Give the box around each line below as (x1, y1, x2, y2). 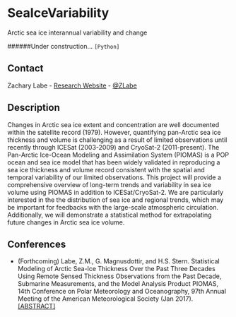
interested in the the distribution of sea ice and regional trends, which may (7, 196, 224, 204)
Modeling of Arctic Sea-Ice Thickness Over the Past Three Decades (17, 265, 216, 273)
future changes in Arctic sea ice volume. (7, 217, 125, 227)
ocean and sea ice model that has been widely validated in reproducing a (7, 157, 220, 167)
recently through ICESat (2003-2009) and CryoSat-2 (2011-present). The (7, 143, 220, 151)
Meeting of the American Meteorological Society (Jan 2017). (17, 294, 194, 303)
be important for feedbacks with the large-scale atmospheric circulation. (7, 203, 219, 211)
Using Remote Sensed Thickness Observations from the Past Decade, (17, 272, 222, 280)
